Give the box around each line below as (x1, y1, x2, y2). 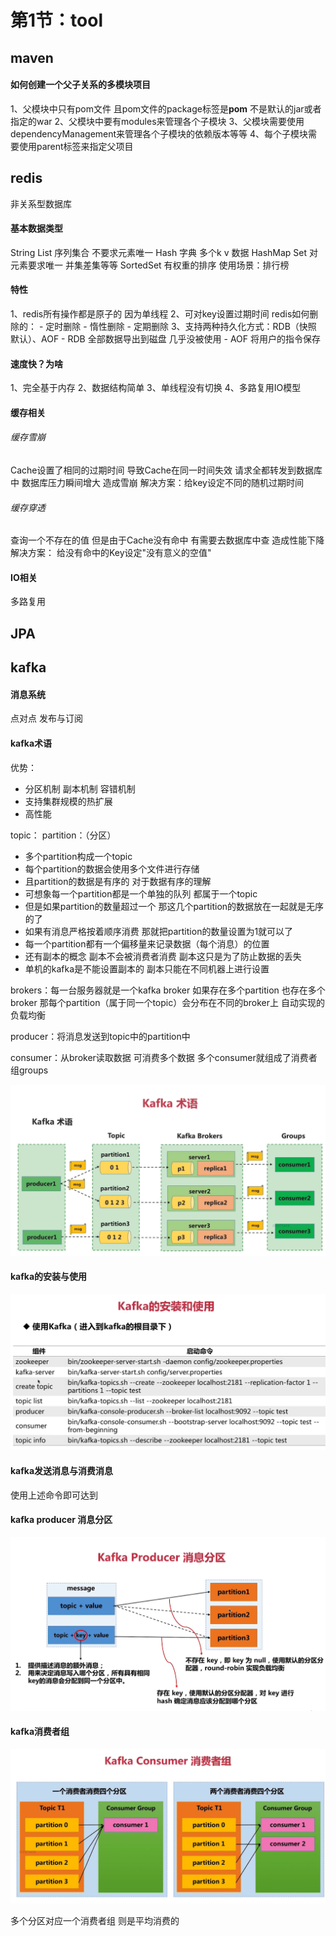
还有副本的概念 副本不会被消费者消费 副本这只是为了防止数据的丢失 (24, 950, 302, 962)
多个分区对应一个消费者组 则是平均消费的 (10, 1915, 180, 1927)
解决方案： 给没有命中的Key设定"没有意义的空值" (10, 547, 212, 559)
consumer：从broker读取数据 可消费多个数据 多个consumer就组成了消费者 (10, 1051, 318, 1063)
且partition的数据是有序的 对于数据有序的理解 (24, 875, 212, 887)
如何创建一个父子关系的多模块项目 (10, 79, 151, 91)
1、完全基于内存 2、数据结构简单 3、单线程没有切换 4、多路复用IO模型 (10, 382, 302, 394)
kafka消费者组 (10, 1726, 70, 1738)
